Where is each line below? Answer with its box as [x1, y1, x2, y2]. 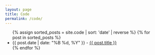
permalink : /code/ [5, 16, 43, 21]
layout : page [5, 7, 32, 12]
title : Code [5, 12, 29, 17]
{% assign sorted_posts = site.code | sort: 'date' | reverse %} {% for [12, 30, 151, 36]
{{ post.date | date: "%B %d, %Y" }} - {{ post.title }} [12, 40, 117, 46]
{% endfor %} [12, 45, 41, 51]
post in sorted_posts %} [12, 35, 61, 40]
